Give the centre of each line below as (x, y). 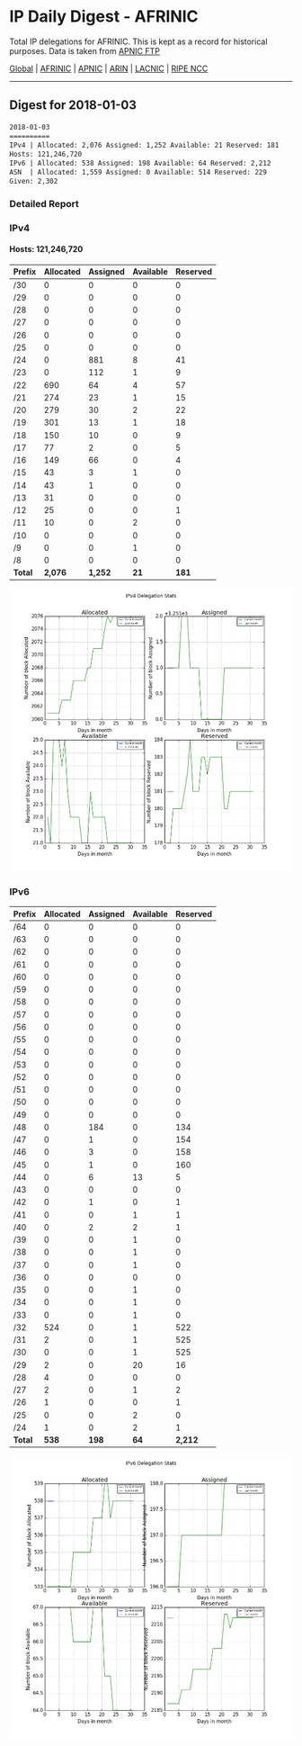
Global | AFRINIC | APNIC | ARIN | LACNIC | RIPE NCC (109, 68)
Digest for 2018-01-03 (73, 105)
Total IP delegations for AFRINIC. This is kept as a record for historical (138, 41)
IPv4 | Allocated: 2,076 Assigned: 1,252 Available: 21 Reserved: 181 (144, 145)
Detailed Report (44, 203)
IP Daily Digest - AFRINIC (104, 17)
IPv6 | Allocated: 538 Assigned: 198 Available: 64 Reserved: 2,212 (140, 163)
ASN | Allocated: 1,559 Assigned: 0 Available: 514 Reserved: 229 (138, 172)
